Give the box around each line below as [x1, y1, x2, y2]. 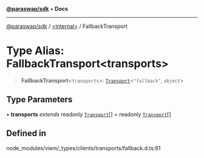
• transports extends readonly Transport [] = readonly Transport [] [6, 111, 171, 118]
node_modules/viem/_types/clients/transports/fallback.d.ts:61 [6, 144, 161, 151]
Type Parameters [6, 94, 73, 105]
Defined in [6, 128, 47, 139]
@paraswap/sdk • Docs [6, 5, 69, 12]
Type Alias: [6, 44, 65, 58]
